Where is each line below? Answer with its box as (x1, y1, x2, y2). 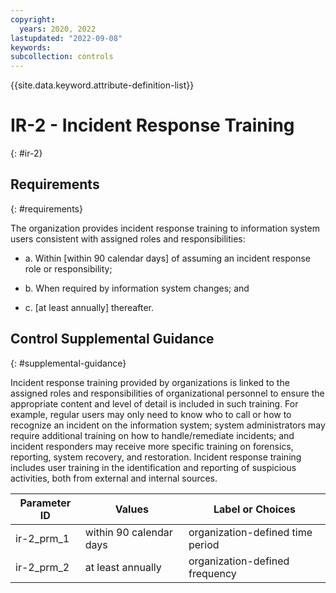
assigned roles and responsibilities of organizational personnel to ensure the (10, 387, 325, 399)
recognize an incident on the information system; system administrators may (10, 419, 326, 431)
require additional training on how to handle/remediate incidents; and (10, 429, 295, 441)
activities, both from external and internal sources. (10, 472, 218, 484)
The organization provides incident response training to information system (10, 222, 320, 234)
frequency (188, 566, 237, 580)
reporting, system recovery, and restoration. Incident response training (10, 451, 302, 463)
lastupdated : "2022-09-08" (10, 33, 123, 43)
